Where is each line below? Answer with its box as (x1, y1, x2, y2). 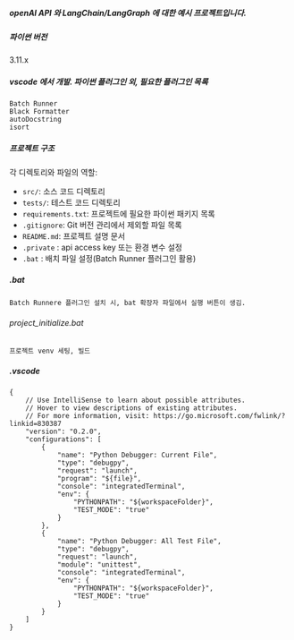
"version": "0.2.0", (25, 427, 102, 437)
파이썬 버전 (9, 31, 47, 42)
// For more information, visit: (25, 412, 150, 421)
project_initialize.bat (9, 317, 84, 328)
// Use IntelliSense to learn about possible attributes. (25, 396, 246, 405)
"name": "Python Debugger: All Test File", (56, 537, 222, 546)
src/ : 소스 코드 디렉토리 (21, 186, 105, 197)
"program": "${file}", (56, 474, 142, 483)
